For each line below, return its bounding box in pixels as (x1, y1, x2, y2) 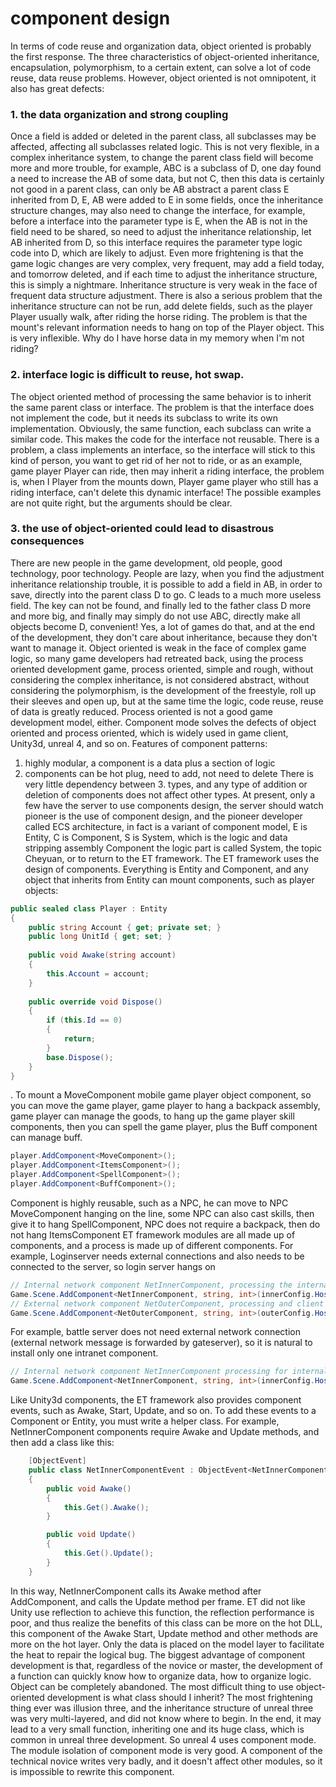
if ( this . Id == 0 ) (46, 1015, 123, 1026)
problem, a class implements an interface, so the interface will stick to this (10, 443, 316, 456)
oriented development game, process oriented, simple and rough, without (10, 663, 314, 675)
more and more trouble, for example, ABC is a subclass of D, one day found (10, 162, 322, 174)
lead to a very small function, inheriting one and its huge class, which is (10, 1723, 305, 1735)
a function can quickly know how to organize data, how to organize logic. (10, 1670, 312, 1682)
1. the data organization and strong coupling (10, 107, 229, 121)
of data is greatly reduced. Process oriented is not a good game (10, 705, 273, 717)
